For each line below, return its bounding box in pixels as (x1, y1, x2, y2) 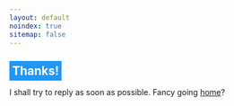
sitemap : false (9, 30, 66, 39)
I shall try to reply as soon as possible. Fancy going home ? (9, 87, 226, 98)
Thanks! (12, 63, 60, 78)
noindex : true (9, 22, 63, 31)
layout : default (9, 13, 70, 22)
